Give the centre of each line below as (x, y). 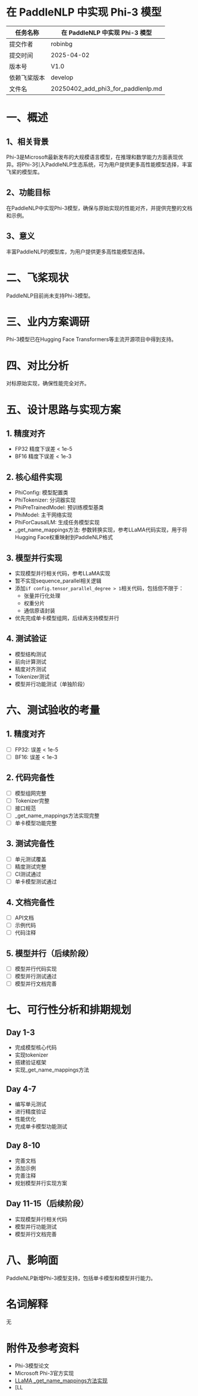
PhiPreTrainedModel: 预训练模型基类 (59, 507)
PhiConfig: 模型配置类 (41, 493)
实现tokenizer (32, 1055)
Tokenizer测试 (32, 676)
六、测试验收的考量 (53, 710)
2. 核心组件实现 (34, 477)
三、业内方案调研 (48, 322)
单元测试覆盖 (30, 859)
